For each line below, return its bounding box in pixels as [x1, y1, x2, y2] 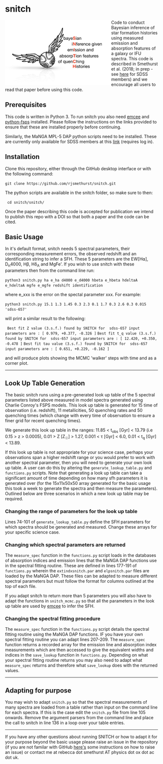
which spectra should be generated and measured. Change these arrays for [5, 524, 157, 530]
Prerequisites [5, 101, 47, 109]
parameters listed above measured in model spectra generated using [5, 397, 143, 403]
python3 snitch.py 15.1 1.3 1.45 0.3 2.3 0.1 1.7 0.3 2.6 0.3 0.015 [5, 302, 147, 307]
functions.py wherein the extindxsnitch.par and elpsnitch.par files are [5, 568, 149, 574]
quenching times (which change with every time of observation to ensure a [5, 412, 155, 418]
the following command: [5, 171, 53, 177]
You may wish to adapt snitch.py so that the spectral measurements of [5, 699, 147, 705]
